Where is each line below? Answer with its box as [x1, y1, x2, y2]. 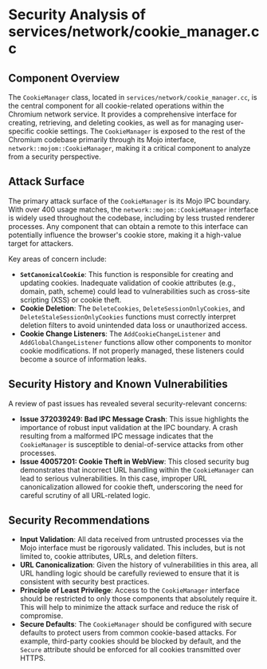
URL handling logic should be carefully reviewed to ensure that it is [19, 568, 240, 578]
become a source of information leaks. [19, 354, 147, 364]
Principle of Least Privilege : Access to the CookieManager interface [19, 585, 240, 596]
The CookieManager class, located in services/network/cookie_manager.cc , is [8, 93, 257, 101]
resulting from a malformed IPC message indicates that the [19, 431, 214, 441]
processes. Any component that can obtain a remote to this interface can [8, 221, 249, 231]
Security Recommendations [8, 513, 150, 528]
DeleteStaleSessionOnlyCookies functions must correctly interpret [19, 311, 237, 321]
